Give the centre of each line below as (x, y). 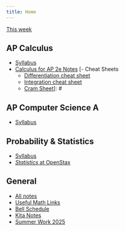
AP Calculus (30, 48)
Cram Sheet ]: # (43, 89)
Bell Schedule (32, 209)
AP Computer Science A (53, 108)
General (22, 182)
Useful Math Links (37, 202)
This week (19, 29)
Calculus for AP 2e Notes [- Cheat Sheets (67, 69)
